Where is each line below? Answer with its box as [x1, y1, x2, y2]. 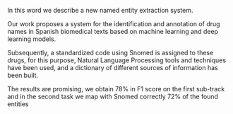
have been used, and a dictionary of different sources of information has [7, 64, 218, 72]
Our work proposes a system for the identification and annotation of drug [7, 20, 220, 28]
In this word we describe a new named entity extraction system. [7, 6, 193, 14]
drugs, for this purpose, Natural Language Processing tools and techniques [7, 56, 227, 64]
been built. [7, 71, 39, 79]
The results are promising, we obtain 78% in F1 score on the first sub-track [7, 85, 225, 93]
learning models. [7, 35, 56, 43]
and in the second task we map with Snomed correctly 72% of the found [7, 92, 219, 101]
